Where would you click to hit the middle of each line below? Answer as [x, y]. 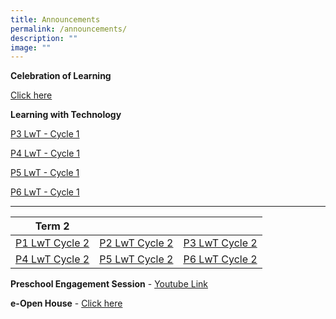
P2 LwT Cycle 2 [136, 243]
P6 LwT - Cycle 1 [45, 192]
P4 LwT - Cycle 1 [45, 153]
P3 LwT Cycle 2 [220, 243]
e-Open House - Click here [66, 303]
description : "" [44, 38]
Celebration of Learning [61, 76]
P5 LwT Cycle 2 [136, 259]
